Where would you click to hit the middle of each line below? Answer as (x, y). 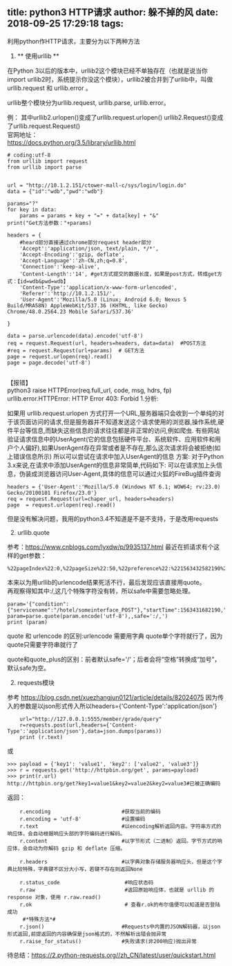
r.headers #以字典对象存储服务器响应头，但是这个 (118, 862)
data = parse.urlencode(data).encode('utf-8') (75, 336)
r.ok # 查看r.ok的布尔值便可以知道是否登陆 (120, 904)
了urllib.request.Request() (44, 126)
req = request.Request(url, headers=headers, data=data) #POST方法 (107, 343)
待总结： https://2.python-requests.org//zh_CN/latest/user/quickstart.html (112, 955)
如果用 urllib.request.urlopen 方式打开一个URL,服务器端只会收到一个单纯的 (113, 413)
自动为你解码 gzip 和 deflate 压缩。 (76, 848)
